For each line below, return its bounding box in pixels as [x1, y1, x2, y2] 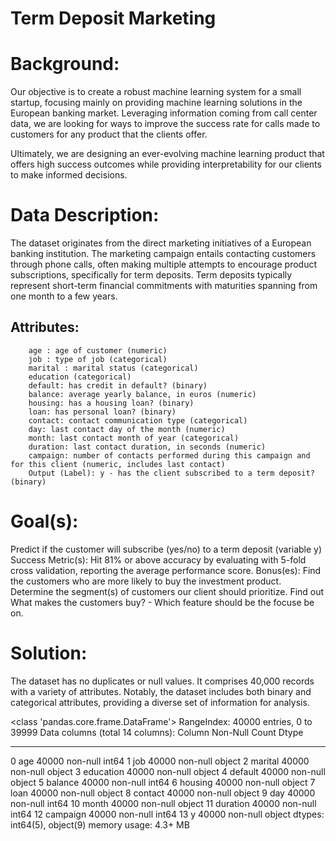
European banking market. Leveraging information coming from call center [10, 107, 318, 119]
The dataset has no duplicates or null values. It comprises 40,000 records [10, 675, 315, 687]
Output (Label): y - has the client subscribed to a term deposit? [28, 468, 315, 478]
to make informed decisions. [10, 169, 128, 181]
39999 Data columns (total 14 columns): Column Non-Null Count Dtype [10, 726, 304, 738]
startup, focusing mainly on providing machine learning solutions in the [10, 97, 303, 109]
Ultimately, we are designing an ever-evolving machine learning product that [10, 148, 325, 160]
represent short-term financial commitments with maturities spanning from [10, 280, 318, 292]
